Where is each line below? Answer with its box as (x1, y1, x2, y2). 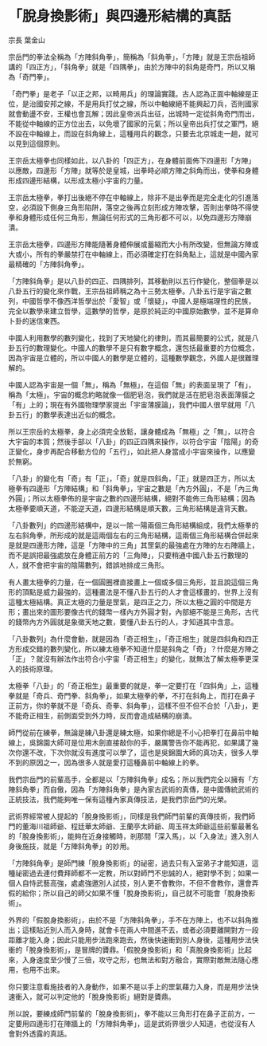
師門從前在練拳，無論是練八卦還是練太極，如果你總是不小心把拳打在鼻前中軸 (8, 727, 259, 737)
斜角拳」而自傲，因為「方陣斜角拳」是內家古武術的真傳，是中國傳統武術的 (14, 784, 259, 794)
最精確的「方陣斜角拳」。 (8, 259, 89, 269)
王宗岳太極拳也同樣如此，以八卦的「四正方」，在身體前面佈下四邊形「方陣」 (8, 155, 256, 165)
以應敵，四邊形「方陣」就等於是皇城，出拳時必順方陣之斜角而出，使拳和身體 (8, 165, 259, 175)
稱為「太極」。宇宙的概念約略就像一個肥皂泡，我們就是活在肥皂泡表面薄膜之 (8, 390, 256, 399)
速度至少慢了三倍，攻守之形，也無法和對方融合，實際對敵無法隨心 (35, 954, 252, 965)
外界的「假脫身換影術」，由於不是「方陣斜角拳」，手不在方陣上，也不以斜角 (8, 914, 252, 925)
